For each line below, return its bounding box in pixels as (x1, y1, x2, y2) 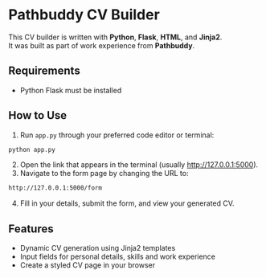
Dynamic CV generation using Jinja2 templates (19, 243, 176, 253)
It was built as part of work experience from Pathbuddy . (8, 40, 195, 50)
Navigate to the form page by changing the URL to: (19, 169, 189, 178)
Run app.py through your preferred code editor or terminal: (19, 130, 215, 140)
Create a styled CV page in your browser (19, 260, 155, 270)
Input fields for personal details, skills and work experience (19, 251, 215, 262)
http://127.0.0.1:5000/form (8, 184, 103, 192)
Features (8, 222, 54, 235)
